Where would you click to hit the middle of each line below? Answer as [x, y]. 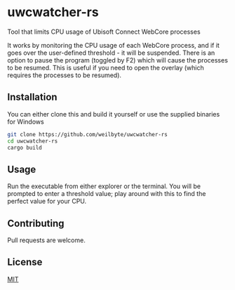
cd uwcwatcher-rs [33, 141]
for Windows [26, 121]
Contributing [36, 223]
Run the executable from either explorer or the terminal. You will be [104, 186]
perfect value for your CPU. [47, 202]
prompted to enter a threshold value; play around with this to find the [107, 194]
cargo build [25, 147]
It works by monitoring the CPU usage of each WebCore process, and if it [113, 45]
